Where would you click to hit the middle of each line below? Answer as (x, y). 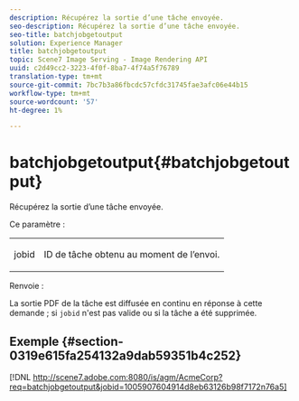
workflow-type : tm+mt (50, 93)
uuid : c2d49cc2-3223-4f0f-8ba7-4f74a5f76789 (94, 69)
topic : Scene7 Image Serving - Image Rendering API (108, 60)
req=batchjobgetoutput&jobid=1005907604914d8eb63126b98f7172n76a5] (148, 387)
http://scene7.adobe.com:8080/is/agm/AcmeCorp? (128, 377)
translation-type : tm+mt (56, 77)
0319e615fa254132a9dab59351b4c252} (126, 355)
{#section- (93, 341)
